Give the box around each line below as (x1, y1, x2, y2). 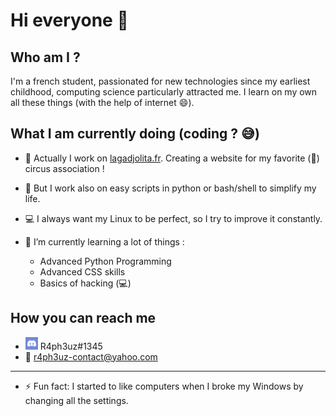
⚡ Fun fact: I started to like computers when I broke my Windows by (24, 380, 304, 392)
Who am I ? (10, 49, 81, 66)
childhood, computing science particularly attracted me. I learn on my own (10, 86, 318, 98)
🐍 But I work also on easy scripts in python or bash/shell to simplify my (24, 182, 317, 194)
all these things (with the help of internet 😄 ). (10, 97, 195, 108)
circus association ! (24, 162, 105, 174)
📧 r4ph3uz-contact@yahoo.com (24, 350, 158, 363)
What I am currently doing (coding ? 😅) (10, 125, 260, 143)
